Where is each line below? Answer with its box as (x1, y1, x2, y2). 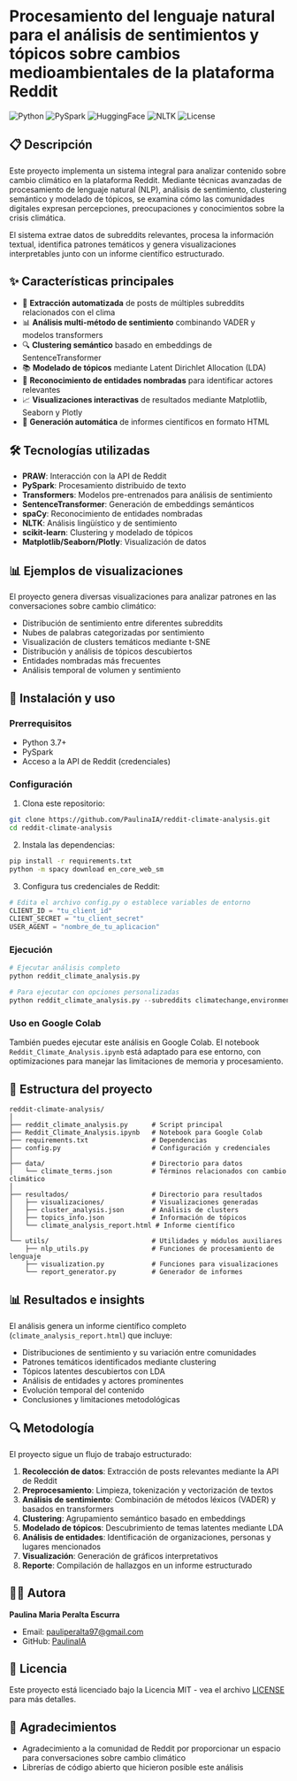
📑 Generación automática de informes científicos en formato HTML (21, 416, 270, 426)
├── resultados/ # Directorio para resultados (9, 1190, 263, 1200)
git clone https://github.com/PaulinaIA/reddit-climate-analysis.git (9, 816, 271, 825)
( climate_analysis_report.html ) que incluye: (9, 1330, 172, 1340)
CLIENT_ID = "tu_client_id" (9, 906, 113, 915)
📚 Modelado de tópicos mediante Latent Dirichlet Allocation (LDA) (21, 362, 267, 372)
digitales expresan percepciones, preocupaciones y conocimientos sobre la (9, 203, 285, 213)
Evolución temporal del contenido (21, 1385, 145, 1395)
